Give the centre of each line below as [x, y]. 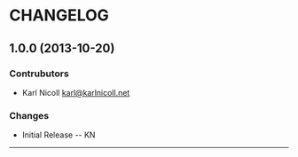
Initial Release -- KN [59, 135]
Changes [29, 115]
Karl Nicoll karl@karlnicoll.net [76, 92]
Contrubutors [39, 74]
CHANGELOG [59, 16]
